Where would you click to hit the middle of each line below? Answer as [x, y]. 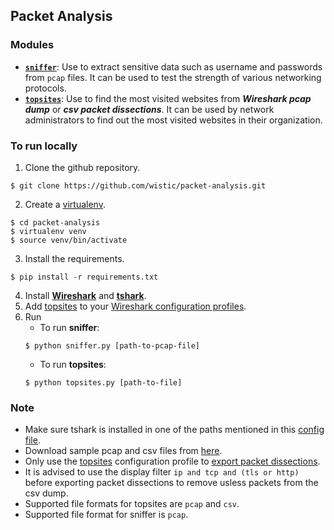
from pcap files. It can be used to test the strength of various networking [173, 77]
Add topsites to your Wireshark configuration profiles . [135, 306]
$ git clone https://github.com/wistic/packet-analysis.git [138, 185]
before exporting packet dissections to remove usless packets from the [171, 483]
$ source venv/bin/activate [69, 240]
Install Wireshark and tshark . [85, 295]
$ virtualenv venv [48, 231]
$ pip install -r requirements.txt [84, 277]
